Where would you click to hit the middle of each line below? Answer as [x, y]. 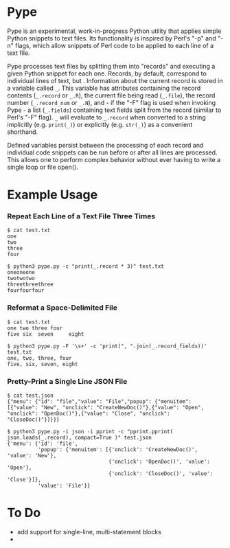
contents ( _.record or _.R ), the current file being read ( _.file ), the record [111, 95]
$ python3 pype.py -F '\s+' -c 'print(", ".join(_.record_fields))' [107, 346]
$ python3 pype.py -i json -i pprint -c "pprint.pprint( [90, 432]
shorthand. [23, 132]
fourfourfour [26, 290]
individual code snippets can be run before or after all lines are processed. [112, 152]
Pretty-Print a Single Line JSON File [67, 381]
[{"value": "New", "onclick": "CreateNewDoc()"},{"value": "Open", [106, 408]
